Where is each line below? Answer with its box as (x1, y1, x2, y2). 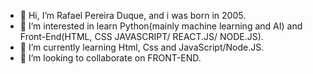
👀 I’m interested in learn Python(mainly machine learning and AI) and (19, 20, 303, 32)
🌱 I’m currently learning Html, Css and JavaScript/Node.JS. (19, 41, 265, 53)
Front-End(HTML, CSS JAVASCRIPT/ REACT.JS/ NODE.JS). (19, 31, 264, 42)
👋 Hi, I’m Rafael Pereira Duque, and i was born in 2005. (19, 10, 247, 21)
